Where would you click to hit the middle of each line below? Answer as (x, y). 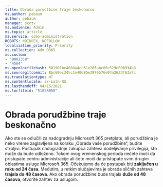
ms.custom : (16, 55)
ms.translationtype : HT (29, 77)
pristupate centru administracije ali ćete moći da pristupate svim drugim (77, 159)
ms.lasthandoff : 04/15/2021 (34, 86)
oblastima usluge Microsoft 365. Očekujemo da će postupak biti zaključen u (81, 164)
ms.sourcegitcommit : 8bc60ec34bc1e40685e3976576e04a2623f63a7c (71, 73)
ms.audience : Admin (25, 28)
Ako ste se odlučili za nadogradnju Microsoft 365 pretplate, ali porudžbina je (81, 138)
